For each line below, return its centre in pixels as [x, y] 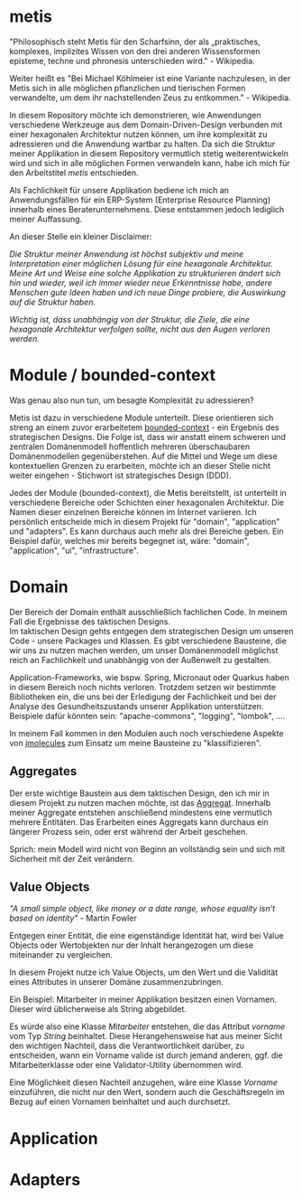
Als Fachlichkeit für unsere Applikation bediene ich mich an [119, 190]
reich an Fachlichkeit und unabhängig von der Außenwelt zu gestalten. [141, 660]
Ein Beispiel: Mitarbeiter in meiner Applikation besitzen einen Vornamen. [143, 999]
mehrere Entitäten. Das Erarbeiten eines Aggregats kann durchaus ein [139, 822]
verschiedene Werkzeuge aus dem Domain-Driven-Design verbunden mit [146, 125]
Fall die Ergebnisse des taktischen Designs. [90, 622]
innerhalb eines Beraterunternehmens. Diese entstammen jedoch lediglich [147, 209]
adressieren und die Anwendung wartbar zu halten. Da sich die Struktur [142, 144]
